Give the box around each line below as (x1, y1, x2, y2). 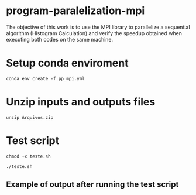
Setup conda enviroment (6, 57, 129, 70)
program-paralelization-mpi (6, 4, 145, 18)
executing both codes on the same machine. (6, 36, 114, 43)
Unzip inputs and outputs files (6, 95, 156, 109)
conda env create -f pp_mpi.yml (6, 76, 85, 81)
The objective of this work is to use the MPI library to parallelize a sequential (6, 23, 190, 30)
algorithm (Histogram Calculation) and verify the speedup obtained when (6, 29, 183, 36)
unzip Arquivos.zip (6, 114, 54, 121)
